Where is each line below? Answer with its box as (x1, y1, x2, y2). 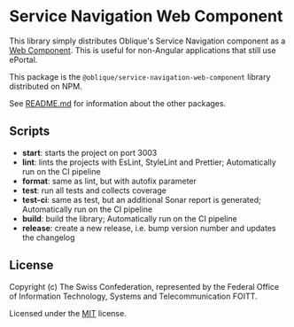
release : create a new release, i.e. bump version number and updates (21, 222, 276, 233)
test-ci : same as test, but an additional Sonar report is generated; (21, 194, 261, 205)
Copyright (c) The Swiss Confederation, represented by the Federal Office (9, 281, 280, 292)
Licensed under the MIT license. (9, 308, 127, 318)
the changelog (21, 232, 75, 243)
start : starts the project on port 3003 (21, 147, 158, 158)
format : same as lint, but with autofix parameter (21, 175, 197, 186)
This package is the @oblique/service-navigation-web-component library (9, 71, 271, 82)
